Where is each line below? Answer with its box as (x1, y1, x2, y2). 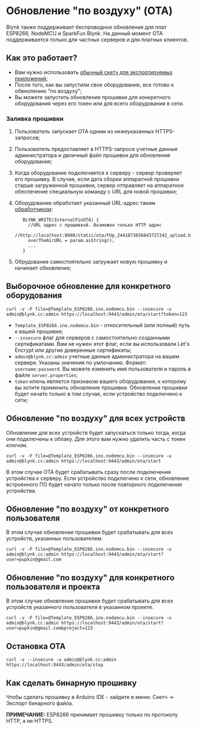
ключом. (6, 442, 28, 449)
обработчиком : (14, 206, 53, 213)
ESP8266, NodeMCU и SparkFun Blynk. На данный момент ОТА (6, 29, 163, 36)
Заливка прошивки (6, 115, 64, 123)
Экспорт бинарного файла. (6, 699, 74, 707)
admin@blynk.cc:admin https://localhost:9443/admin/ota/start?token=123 (6, 311, 188, 317)
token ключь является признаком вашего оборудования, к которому (14, 378, 186, 385)
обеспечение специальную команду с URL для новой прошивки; (14, 188, 178, 195)
